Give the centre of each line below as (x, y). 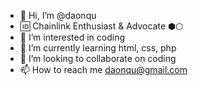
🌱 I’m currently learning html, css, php (98, 48)
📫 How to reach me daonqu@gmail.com (103, 69)
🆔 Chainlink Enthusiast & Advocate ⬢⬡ (101, 26)
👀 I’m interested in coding (72, 37)
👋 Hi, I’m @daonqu (58, 15)
